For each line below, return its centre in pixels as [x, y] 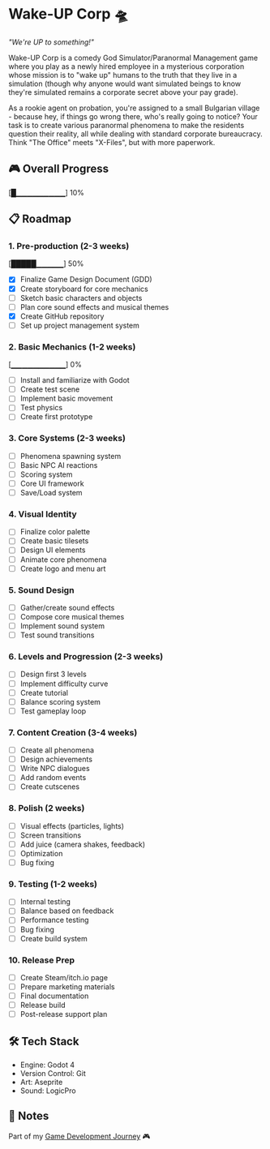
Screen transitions [51, 835]
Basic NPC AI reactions [59, 465]
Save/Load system [51, 492]
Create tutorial [44, 692]
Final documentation [54, 996]
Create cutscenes [49, 787]
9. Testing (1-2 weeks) [53, 884]
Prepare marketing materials [67, 986]
